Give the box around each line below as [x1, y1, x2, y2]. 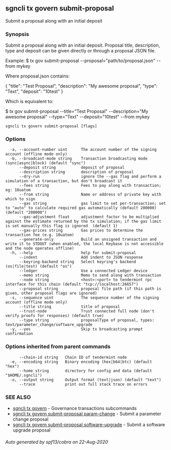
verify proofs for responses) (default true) [5, 313, 104, 319]
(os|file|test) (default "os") [5, 264, 72, 269]
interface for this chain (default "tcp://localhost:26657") [5, 282, 139, 287]
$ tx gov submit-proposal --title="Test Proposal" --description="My [5, 108, 148, 114]
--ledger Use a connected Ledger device [18, 268, 147, 273]
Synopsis [5, 30, 29, 37]
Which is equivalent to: [5, 99, 54, 105]
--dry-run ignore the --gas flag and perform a [18, 174, 161, 179]
